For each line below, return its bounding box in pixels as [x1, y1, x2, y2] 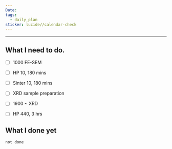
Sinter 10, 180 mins [12, 80, 53, 86]
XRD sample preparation [12, 90, 65, 97]
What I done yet [5, 126, 57, 135]
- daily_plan [10, 17, 38, 22]
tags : [5, 12, 17, 17]
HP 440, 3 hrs [12, 111, 42, 117]
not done [5, 140, 24, 145]
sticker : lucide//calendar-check [5, 22, 77, 27]
